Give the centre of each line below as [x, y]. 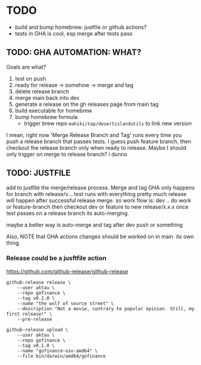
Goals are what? [26, 67]
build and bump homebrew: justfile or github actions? [81, 27]
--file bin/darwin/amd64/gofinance [61, 356]
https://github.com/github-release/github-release [67, 271]
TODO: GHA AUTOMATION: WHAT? [74, 53]
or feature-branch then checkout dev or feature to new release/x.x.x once [97, 207]
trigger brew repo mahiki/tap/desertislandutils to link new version [108, 123]
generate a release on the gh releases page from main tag [87, 104]
